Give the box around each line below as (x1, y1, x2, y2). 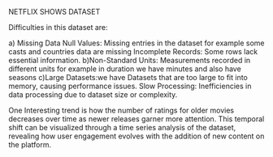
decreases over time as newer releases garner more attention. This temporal (8, 114, 265, 124)
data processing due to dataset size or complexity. (8, 90, 178, 100)
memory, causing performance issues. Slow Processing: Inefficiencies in (8, 81, 252, 91)
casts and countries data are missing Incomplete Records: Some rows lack (8, 47, 258, 56)
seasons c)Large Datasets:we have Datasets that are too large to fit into (8, 73, 248, 82)
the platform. (8, 140, 51, 149)
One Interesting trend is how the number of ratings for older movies (8, 105, 234, 115)
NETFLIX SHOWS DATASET (8, 7, 101, 16)
